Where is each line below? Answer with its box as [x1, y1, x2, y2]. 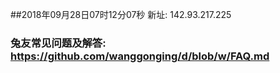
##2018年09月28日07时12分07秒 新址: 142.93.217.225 [10, 9, 232, 20]
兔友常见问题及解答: [10, 36, 107, 50]
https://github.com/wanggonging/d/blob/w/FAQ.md [10, 49, 270, 63]
